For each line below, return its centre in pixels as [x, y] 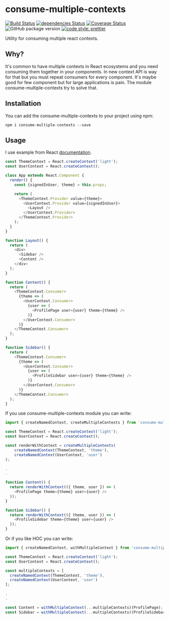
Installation [23, 104]
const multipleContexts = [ [35, 571]
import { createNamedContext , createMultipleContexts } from [71, 423]
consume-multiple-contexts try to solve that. [52, 88]
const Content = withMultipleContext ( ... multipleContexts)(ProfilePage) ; [84, 607]
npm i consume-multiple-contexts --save [48, 125]
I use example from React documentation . [49, 153]
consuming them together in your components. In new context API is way [81, 72]
